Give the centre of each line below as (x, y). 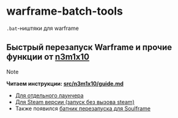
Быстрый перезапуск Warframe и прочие (89, 47)
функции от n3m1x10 (48, 57)
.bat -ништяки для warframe (43, 28)
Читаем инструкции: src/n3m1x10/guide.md (65, 83)
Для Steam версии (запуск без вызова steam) (75, 101)
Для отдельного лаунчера (49, 95)
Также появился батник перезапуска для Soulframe (83, 108)
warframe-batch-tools (65, 11)
